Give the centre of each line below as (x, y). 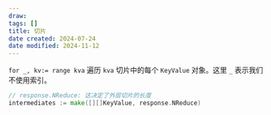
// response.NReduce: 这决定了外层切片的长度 (80, 96)
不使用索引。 (30, 80)
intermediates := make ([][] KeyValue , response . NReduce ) (105, 103)
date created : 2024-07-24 (52, 38)
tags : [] (23, 23)
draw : (17, 16)
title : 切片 (27, 31)
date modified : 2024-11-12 (54, 46)
